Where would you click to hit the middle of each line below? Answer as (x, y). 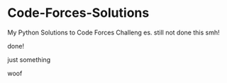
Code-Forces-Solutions (78, 13)
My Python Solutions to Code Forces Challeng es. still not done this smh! (113, 32)
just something (29, 59)
